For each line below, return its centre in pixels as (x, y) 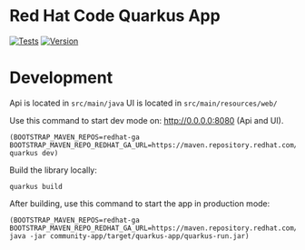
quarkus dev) (34, 153)
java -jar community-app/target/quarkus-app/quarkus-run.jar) (129, 236)
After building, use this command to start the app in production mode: (140, 203)
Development (61, 78)
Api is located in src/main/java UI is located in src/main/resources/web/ (143, 103)
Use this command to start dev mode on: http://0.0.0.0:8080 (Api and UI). (147, 120)
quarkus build (36, 186)
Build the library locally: (53, 170)
